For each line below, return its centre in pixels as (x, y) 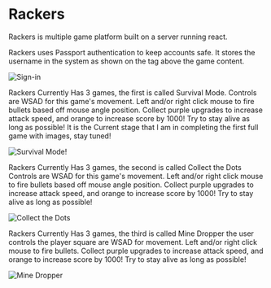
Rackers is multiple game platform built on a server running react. (118, 37)
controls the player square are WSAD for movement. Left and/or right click (133, 242)
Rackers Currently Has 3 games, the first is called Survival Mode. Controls (133, 92)
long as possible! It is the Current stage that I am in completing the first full (133, 127)
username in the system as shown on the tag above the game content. (127, 61)
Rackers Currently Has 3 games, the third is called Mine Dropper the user (131, 233)
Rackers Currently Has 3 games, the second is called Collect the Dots (125, 167)
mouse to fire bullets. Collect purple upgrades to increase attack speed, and (136, 251)
